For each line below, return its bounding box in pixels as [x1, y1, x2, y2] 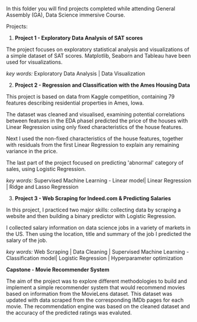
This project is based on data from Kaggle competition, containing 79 [6, 93, 175, 100]
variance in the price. [6, 148, 58, 154]
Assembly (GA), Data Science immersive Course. [6, 11, 125, 18]
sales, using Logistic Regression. [6, 166, 86, 172]
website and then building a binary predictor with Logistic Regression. [6, 213, 176, 219]
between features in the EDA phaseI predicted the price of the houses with [6, 117, 188, 124]
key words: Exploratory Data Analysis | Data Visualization [6, 70, 146, 77]
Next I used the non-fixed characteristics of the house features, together [6, 135, 183, 142]
